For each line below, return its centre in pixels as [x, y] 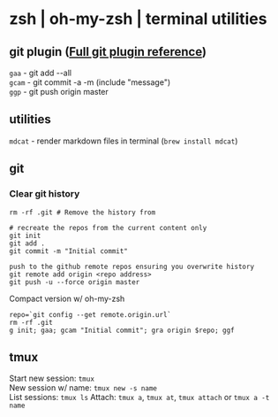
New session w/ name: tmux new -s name [83, 388]
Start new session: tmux [52, 378]
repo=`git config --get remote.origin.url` [90, 314]
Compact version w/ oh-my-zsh [67, 298]
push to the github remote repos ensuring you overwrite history [131, 266]
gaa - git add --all [41, 73]
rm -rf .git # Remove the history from [83, 212]
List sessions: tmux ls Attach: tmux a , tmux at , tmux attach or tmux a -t [139, 398]
